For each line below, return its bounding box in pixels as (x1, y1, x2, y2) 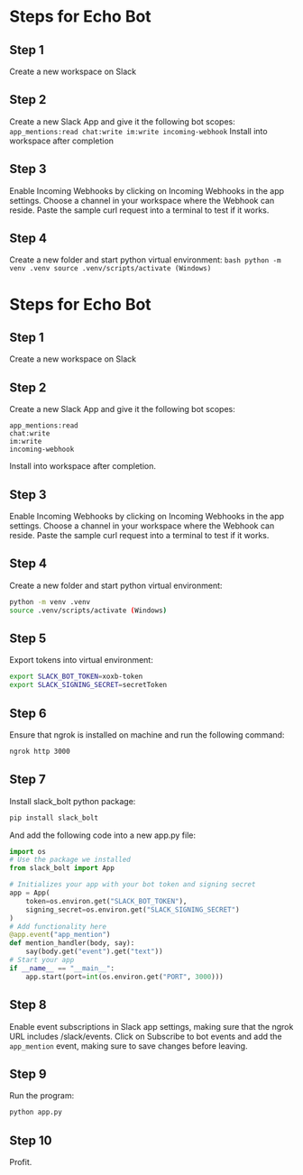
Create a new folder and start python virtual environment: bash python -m (9, 254, 281, 265)
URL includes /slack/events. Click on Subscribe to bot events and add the (9, 1031, 282, 1042)
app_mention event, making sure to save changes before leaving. (9, 1040, 248, 1051)
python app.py (9, 1107, 63, 1117)
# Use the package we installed (9, 855, 131, 865)
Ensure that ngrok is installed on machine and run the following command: (9, 730, 285, 740)
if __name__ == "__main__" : (9, 963, 115, 973)
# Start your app (9, 956, 75, 965)
